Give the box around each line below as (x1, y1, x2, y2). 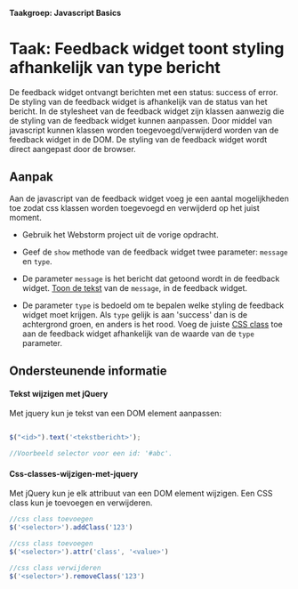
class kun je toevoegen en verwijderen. (9, 497, 153, 508)
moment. (9, 212, 42, 222)
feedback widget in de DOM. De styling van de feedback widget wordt (9, 133, 268, 145)
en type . (21, 255, 52, 266)
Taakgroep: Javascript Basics (9, 8, 122, 18)
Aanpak (9, 169, 53, 185)
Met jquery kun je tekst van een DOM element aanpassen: (9, 408, 222, 419)
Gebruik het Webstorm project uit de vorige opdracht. (21, 229, 220, 239)
